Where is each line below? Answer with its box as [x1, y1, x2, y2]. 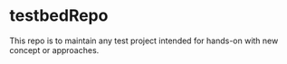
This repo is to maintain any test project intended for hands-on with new [9, 35, 279, 46]
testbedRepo [9, 5, 109, 26]
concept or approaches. [9, 44, 100, 55]
